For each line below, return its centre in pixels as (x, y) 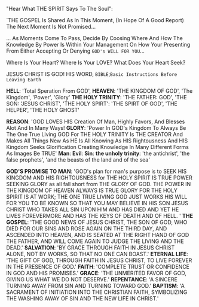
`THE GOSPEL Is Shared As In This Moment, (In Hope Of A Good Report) (95, 20)
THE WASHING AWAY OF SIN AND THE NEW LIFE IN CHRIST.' (82, 298)
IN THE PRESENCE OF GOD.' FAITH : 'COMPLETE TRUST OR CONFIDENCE (98, 267)
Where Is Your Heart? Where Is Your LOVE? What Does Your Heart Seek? (96, 63)
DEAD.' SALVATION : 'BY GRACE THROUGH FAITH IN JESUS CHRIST (91, 247)
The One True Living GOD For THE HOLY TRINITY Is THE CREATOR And (95, 134)
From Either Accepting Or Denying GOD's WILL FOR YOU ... (75, 51)
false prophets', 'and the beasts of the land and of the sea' (78, 160)
